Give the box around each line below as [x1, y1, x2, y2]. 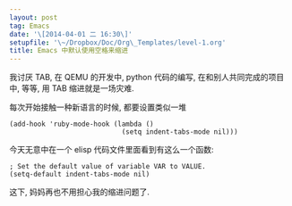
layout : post [9, 12, 58, 22]
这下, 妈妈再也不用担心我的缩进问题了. [9, 186, 150, 197]
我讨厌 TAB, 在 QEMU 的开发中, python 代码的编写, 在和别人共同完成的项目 [9, 72, 285, 83]
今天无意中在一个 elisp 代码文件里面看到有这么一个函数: [9, 144, 214, 155]
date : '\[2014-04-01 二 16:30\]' [9, 29, 133, 38]
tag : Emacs [9, 21, 50, 30]
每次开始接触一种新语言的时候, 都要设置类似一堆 [9, 102, 186, 112]
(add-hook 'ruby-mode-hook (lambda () [9, 119, 154, 129]
